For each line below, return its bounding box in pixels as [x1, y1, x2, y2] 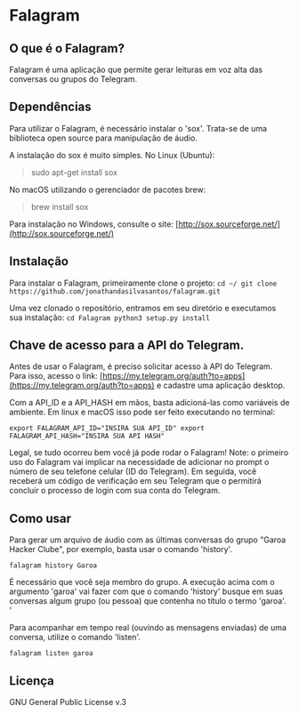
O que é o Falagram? [9, 41, 125, 56]
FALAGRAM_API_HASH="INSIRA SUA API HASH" [9, 432, 166, 441]
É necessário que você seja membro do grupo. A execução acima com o [9, 577, 275, 588]
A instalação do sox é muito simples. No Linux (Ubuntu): [9, 149, 215, 160]
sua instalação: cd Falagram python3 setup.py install [9, 312, 211, 323]
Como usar [9, 510, 72, 525]
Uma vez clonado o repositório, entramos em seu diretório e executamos [9, 302, 277, 313]
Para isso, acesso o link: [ [9, 371, 103, 381]
